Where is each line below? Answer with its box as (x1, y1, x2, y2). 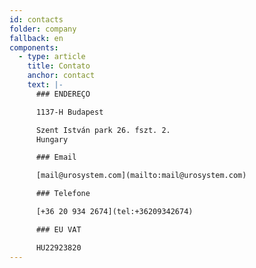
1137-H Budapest (35, 107, 104, 117)
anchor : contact (27, 71, 96, 81)
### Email (35, 152, 77, 163)
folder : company (9, 24, 77, 34)
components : (9, 42, 59, 53)
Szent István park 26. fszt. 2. (35, 125, 171, 135)
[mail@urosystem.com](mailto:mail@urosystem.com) (35, 171, 247, 181)
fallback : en (9, 33, 64, 43)
